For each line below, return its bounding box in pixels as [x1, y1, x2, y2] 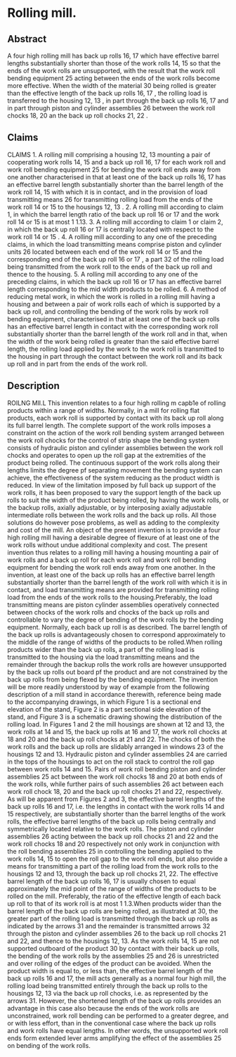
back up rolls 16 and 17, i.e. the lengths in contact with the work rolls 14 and [7, 802, 225, 810]
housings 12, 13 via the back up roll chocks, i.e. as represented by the [7, 989, 209, 997]
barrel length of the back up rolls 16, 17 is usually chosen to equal [7, 877, 196, 885]
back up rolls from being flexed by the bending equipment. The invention [7, 675, 218, 684]
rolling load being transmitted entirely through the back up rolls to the [7, 981, 208, 989]
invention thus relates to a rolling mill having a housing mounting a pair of [7, 548, 219, 556]
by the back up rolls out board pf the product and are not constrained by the [7, 667, 228, 676]
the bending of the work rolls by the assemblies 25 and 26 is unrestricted [7, 952, 219, 960]
